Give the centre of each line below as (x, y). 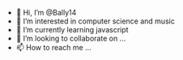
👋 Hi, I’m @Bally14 (46, 13)
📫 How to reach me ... (53, 47)
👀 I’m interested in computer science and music (96, 21)
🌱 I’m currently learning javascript (72, 30)
